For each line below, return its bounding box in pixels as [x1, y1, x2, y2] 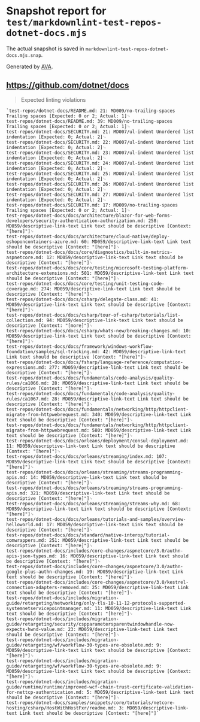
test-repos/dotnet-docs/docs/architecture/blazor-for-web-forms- [6, 213, 172, 219]
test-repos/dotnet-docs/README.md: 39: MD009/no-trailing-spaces [6, 118, 172, 124]
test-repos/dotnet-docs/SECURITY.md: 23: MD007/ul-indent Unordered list [6, 150, 195, 156]
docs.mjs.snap [6, 52, 42, 58]
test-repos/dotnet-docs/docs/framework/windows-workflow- [6, 343, 154, 350]
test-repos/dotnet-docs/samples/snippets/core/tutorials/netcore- [6, 699, 175, 706]
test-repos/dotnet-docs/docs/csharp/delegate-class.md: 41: [6, 296, 160, 302]
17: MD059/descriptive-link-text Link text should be [46, 521, 184, 527]
